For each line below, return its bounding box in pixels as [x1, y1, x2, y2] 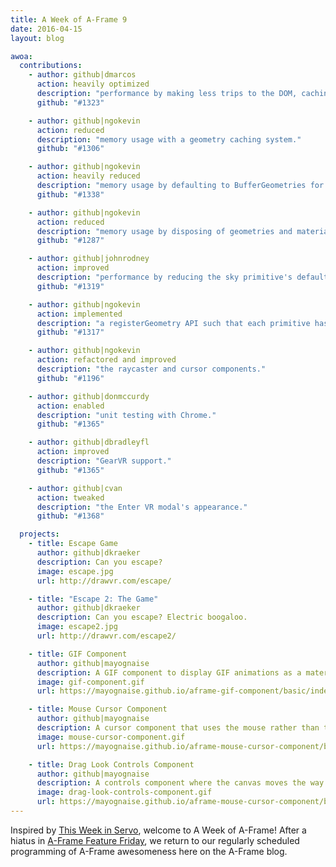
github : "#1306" [36, 144, 105, 154]
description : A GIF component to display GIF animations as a [36, 667, 302, 678]
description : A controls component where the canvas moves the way [36, 778, 325, 788]
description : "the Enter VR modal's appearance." [36, 502, 248, 512]
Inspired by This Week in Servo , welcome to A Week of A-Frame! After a [10, 824, 307, 836]
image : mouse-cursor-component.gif [36, 732, 186, 742]
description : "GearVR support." [36, 456, 172, 466]
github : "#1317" [36, 327, 105, 338]
